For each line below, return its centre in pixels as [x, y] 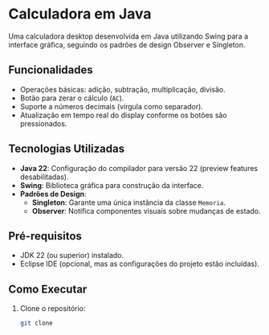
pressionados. [43, 123]
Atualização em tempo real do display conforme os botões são [123, 115]
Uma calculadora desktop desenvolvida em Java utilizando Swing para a [128, 36]
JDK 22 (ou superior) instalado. [72, 255]
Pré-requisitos [45, 236]
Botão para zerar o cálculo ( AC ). [72, 98]
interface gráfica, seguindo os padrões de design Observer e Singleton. [127, 44]
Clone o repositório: [53, 308]
